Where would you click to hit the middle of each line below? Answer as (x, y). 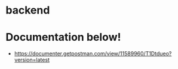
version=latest (32, 60)
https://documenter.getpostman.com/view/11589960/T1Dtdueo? (93, 54)
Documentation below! (63, 37)
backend (28, 10)
